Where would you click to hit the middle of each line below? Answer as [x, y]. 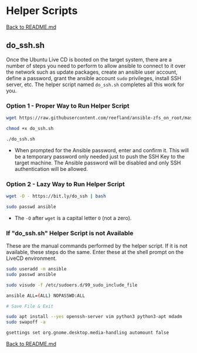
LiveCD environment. [31, 258]
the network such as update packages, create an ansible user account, [92, 72]
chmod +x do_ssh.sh [30, 128]
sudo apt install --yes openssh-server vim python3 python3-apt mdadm [94, 317]
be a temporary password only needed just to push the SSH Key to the [100, 156]
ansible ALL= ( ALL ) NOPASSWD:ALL [45, 296]
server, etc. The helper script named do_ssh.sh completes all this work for [95, 84]
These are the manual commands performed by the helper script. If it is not [97, 246]
